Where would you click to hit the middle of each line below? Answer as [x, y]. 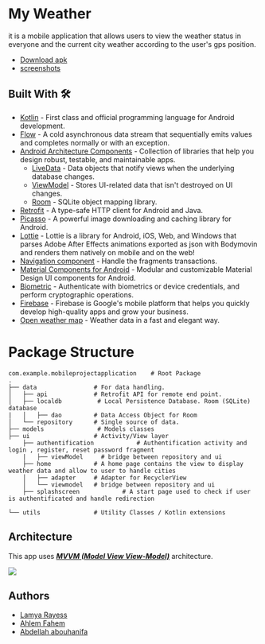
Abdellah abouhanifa [54, 632]
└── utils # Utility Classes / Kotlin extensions [117, 512]
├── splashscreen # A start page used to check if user [136, 491]
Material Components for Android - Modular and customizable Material [136, 269]
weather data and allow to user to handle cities [92, 471]
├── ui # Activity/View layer [89, 436]
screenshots [40, 68]
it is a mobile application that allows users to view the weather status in [125, 36]
